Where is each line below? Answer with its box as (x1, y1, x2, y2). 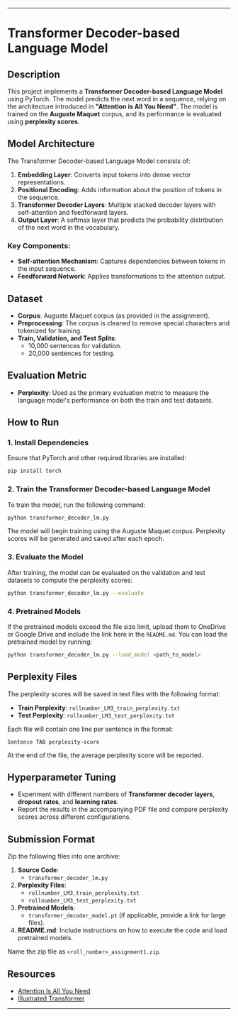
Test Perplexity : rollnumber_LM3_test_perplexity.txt (17, 710, 175, 720)
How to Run (7, 416, 59, 429)
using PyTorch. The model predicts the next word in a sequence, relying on (7, 95, 227, 103)
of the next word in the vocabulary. (17, 223, 120, 231)
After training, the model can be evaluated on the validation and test (7, 568, 205, 576)
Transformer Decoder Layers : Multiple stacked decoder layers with (17, 200, 216, 209)
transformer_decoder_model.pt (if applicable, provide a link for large (28, 911, 227, 920)
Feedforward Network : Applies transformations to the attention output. (17, 272, 226, 281)
